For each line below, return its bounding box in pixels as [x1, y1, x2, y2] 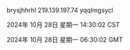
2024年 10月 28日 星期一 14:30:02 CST [6, 20, 120, 29]
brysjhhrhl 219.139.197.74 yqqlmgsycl [6, 6, 114, 14]
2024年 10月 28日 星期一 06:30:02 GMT [6, 35, 123, 44]
